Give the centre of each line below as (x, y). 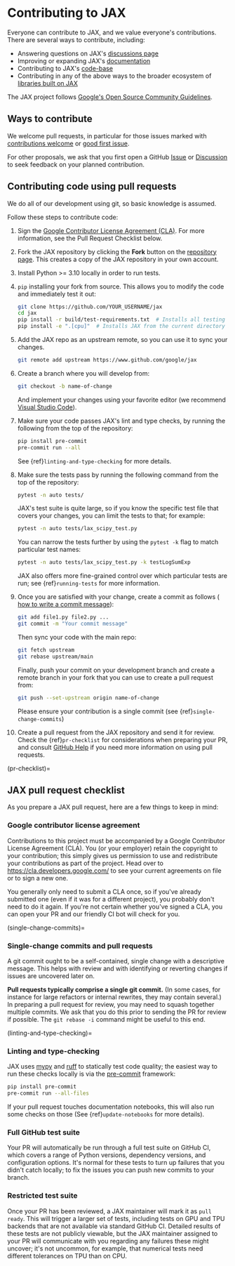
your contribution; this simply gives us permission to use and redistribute (113, 855)
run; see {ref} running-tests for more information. (89, 583)
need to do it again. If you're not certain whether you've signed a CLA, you (115, 906)
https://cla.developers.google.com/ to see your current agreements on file (115, 870)
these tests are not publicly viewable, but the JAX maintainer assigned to (113, 1233)
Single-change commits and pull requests (80, 946)
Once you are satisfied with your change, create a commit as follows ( (118, 597)
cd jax (27, 313)
